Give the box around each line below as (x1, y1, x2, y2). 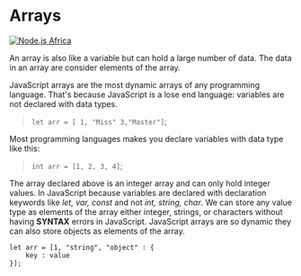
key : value (25, 251, 70, 260)
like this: (9, 143, 40, 154)
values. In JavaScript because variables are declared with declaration (9, 187, 267, 198)
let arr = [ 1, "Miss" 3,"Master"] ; (31, 116, 168, 127)
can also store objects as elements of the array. (9, 226, 186, 236)
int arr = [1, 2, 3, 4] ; (31, 160, 123, 171)
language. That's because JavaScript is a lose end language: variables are (9, 89, 285, 100)
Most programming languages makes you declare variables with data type (9, 133, 284, 144)
